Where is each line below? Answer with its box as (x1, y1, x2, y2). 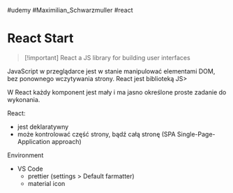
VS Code (17, 164, 43, 173)
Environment (7, 150, 44, 159)
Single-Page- (176, 129, 216, 138)
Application (17, 137, 51, 145)
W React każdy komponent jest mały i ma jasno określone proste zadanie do (7, 87, 227, 96)
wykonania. (7, 95, 40, 103)
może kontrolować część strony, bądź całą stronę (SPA (17, 129, 176, 138)
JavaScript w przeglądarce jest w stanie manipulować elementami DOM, (7, 66, 216, 76)
